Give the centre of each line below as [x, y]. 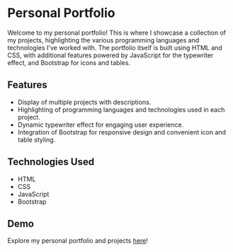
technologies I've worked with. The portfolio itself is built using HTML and [115, 47]
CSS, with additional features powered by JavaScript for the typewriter [110, 55]
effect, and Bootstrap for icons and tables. [69, 62]
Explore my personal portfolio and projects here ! [78, 241]
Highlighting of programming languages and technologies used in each [121, 109]
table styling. [36, 139]
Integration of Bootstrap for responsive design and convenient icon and [122, 132]
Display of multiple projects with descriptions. [84, 102]
